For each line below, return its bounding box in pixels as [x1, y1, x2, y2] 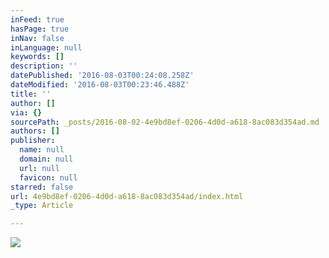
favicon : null [19, 172, 78, 183]
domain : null [19, 154, 74, 164]
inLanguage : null [10, 42, 83, 53]
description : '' [10, 61, 78, 71]
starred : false [10, 182, 74, 192]
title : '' [10, 89, 52, 99]
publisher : [10, 136, 56, 146]
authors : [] [10, 126, 60, 136]
